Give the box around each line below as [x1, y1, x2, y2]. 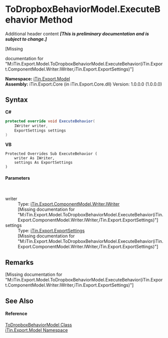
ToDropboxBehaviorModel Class [5, 321, 72, 327]
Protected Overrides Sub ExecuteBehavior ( [5, 151, 98, 156]
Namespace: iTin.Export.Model [5, 76, 70, 82]
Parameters [5, 175, 30, 181]
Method [39, 14, 73, 26]
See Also [5, 296, 34, 305]
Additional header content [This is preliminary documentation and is [5, 31, 149, 37]
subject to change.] [5, 36, 47, 42]
